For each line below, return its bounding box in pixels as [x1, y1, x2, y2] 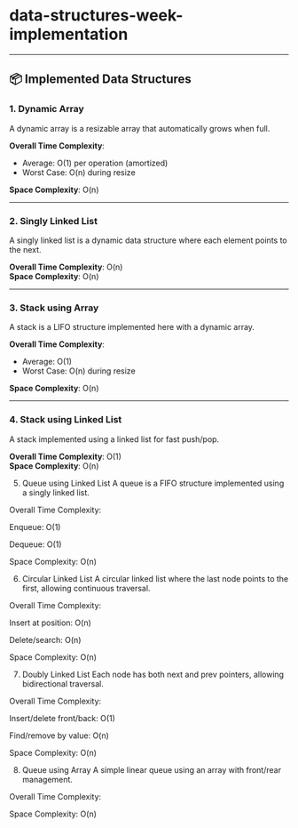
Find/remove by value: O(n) [9, 730, 109, 741]
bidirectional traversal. [21, 678, 104, 689]
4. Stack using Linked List [9, 414, 122, 426]
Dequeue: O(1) [9, 539, 62, 550]
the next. [9, 244, 42, 254]
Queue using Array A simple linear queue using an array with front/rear [21, 764, 282, 775]
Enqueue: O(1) [9, 521, 61, 532]
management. [21, 774, 74, 784]
